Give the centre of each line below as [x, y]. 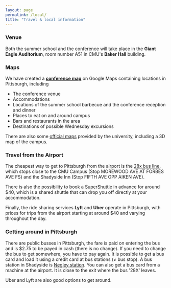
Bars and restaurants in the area [46, 121]
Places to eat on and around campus [51, 115]
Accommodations [31, 99]
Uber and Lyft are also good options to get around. [58, 280]
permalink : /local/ [26, 15]
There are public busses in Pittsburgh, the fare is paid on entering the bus [83, 243]
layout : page [19, 10]
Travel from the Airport [34, 155]
